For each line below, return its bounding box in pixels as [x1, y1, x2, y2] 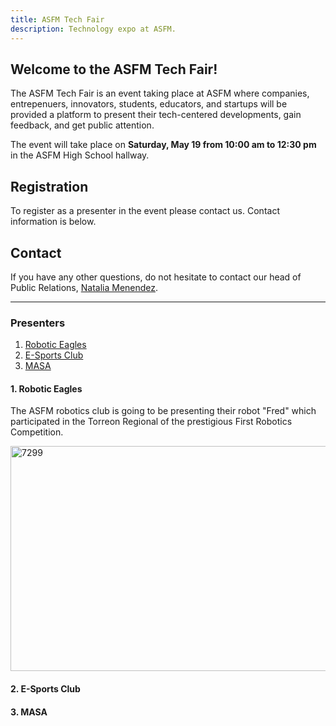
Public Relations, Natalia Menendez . [10, 281, 159, 293]
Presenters [10, 316, 66, 330]
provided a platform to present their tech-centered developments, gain [10, 109, 302, 121]
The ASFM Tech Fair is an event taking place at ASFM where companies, [10, 87, 310, 100]
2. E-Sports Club [10, 683, 81, 695]
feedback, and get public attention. [10, 119, 155, 131]
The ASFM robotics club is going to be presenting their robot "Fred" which [10, 405, 317, 417]
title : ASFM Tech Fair [10, 14, 105, 25]
